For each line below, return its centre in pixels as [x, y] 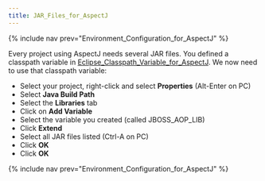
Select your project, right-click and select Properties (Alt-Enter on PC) [135, 86]
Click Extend [41, 128]
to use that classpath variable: [58, 70]
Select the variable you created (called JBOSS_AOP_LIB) [112, 119]
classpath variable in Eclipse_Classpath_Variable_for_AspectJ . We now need [133, 62]
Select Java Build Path [57, 94]
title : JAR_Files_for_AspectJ [58, 15]
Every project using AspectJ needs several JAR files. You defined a [119, 53]
